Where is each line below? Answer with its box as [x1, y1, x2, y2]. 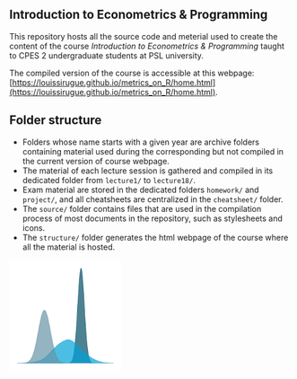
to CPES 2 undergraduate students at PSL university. [9, 49, 205, 61]
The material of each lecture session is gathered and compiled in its [22, 165, 274, 176]
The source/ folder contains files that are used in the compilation [22, 203, 262, 214]
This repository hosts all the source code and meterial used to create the [9, 31, 278, 41]
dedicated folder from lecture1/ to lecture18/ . [22, 174, 196, 185]
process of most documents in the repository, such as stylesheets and [22, 213, 283, 224]
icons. [22, 222, 46, 233]
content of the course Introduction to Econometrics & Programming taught [9, 40, 285, 51]
